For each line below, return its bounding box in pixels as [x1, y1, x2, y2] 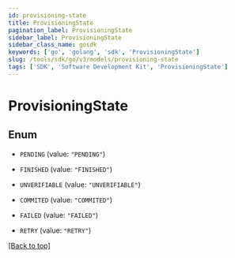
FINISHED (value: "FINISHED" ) [19, 164, 113, 174]
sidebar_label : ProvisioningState [8, 33, 123, 42]
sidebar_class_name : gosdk [8, 41, 97, 49]
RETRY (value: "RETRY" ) [19, 226, 92, 235]
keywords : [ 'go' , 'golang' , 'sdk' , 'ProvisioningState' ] [8, 48, 200, 56]
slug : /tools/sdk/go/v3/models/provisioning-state [8, 56, 179, 64]
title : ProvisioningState [8, 19, 93, 27]
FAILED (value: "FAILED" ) [19, 210, 99, 219]
